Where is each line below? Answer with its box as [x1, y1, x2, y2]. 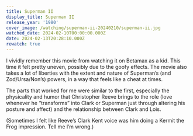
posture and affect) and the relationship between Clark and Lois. [6, 106, 161, 113]
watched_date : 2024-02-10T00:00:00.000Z [6, 30, 106, 36]
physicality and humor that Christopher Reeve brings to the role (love [6, 93, 173, 100]
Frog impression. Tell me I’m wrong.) [6, 123, 94, 130]
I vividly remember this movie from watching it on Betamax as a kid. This [6, 57, 181, 64]
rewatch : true [6, 41, 41, 47]
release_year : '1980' [6, 19, 59, 25]
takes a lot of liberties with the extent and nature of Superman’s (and [6, 69, 171, 76]
